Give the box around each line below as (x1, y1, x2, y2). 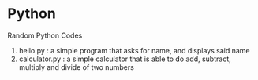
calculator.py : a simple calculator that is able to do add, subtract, (18, 54, 232, 64)
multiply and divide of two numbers (18, 62, 135, 71)
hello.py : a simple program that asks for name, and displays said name (18, 45, 250, 55)
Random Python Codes (7, 31, 83, 40)
